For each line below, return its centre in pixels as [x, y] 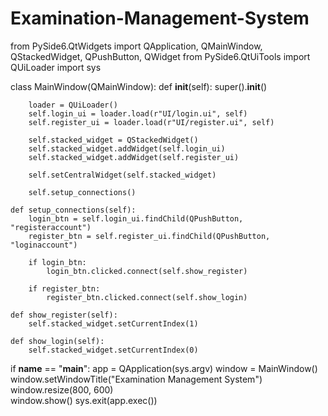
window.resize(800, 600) [62, 389]
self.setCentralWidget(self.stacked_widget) [122, 175]
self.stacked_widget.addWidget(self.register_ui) [134, 157]
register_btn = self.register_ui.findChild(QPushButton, [149, 236]
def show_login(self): [57, 341]
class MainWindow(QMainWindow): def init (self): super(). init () [139, 86]
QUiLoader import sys [56, 67]
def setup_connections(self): [73, 210]
